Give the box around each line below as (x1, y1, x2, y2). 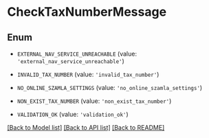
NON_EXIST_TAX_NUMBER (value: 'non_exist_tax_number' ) (16, 97, 172, 105)
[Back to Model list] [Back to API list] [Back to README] (7, 124, 165, 131)
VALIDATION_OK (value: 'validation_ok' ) (16, 111, 129, 118)
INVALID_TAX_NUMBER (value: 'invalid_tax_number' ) (16, 70, 159, 78)
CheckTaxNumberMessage (7, 4, 167, 20)
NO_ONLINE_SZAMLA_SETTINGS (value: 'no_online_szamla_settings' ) (16, 84, 203, 91)
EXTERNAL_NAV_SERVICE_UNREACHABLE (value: (16, 49, 137, 58)
